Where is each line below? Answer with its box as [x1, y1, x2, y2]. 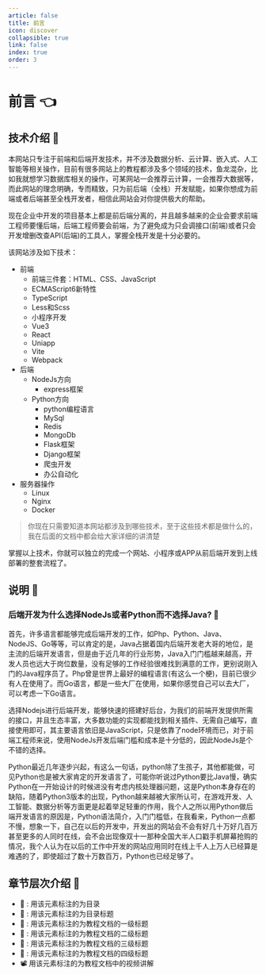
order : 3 [8, 56, 37, 64]
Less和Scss [31, 303, 70, 312]
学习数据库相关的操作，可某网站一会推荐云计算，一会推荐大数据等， [35, 174, 258, 183]
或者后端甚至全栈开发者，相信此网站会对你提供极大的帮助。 [14, 194, 210, 203]
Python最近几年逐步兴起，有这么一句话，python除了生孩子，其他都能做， [8, 761, 249, 771]
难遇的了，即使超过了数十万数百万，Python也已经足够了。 [8, 851, 198, 861]
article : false [8, 11, 59, 20]
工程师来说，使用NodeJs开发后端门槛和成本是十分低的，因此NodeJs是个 [14, 735, 253, 745]
